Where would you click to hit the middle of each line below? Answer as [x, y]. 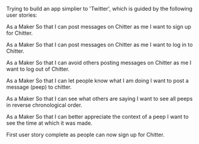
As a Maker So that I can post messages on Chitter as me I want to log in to [99, 45]
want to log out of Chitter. [38, 69]
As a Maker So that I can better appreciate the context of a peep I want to [97, 117]
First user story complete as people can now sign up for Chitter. [85, 135]
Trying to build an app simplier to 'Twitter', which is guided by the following [99, 9]
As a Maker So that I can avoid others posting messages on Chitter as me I [99, 63]
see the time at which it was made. [49, 123]
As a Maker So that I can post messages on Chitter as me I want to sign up [99, 27]
